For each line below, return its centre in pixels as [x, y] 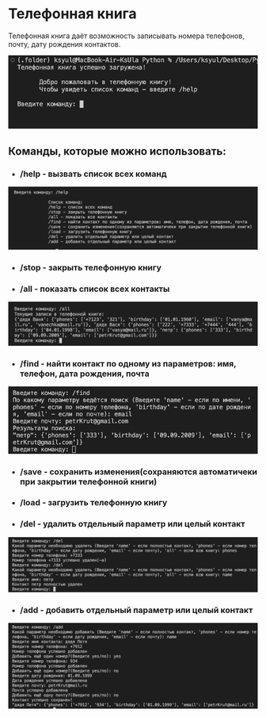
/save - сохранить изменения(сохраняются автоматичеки [138, 471]
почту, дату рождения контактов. [65, 44]
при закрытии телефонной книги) [88, 481]
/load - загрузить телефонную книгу [93, 503]
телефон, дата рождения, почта [84, 374]
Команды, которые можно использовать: [118, 151]
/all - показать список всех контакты [95, 289]
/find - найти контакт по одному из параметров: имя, [128, 363]
